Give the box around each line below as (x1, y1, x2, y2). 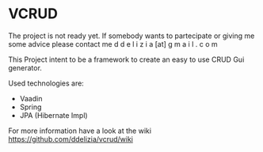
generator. (8, 63, 42, 72)
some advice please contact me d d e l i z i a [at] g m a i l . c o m (8, 39, 218, 48)
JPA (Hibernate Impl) (19, 110, 89, 120)
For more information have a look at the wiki (8, 126, 152, 135)
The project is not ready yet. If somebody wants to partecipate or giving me (8, 31, 255, 40)
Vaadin (19, 93, 43, 103)
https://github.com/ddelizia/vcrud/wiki (8, 134, 133, 143)
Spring (19, 102, 42, 112)
